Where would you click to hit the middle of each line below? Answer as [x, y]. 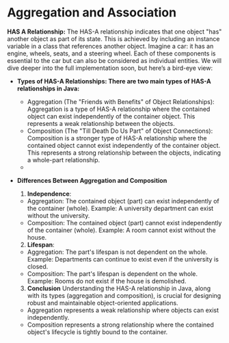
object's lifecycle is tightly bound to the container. [97, 332]
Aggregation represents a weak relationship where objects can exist [123, 310]
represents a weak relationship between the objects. [101, 123]
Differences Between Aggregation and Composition [92, 180]
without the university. [58, 215]
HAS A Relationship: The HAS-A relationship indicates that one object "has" [114, 31]
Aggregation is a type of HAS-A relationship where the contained [119, 109]
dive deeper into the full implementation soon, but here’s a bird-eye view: [110, 68]
